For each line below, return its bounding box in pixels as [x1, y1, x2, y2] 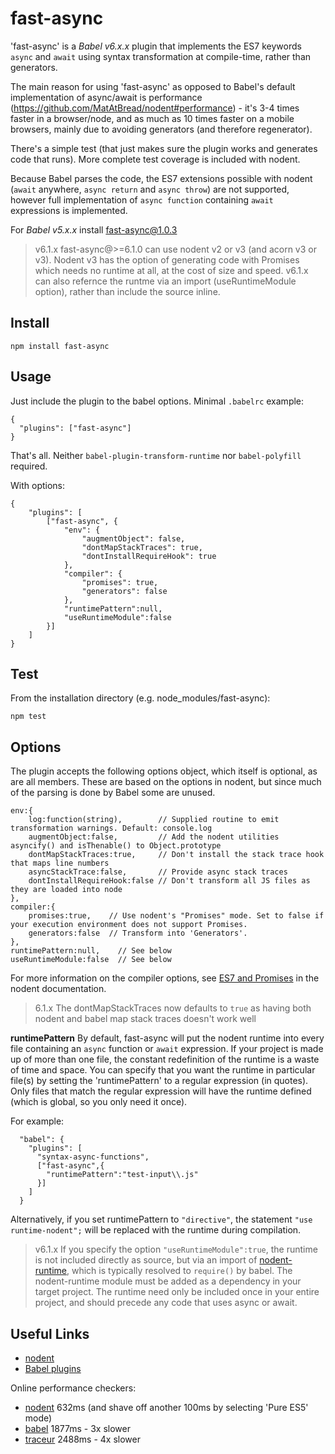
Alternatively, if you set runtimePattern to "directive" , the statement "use [10, 1213, 313, 1226]
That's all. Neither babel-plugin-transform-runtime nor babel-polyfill [10, 449, 302, 461]
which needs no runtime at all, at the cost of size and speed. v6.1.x [34, 264, 309, 276]
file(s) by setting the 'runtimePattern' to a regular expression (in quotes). [10, 1075, 309, 1087]
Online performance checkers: [10, 1382, 137, 1394]
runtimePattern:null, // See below [10, 946, 172, 956]
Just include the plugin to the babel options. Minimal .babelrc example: [10, 395, 305, 407]
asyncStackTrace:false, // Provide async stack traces [28, 867, 288, 877]
